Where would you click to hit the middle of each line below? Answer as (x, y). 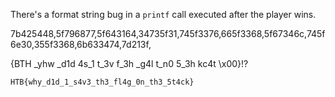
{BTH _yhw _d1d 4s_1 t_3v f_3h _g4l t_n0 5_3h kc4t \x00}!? (129, 63)
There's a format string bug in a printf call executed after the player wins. (163, 14)
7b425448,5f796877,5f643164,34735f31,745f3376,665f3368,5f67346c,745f (168, 33)
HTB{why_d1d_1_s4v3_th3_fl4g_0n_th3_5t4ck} (102, 82)
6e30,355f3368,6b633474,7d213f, (81, 44)
